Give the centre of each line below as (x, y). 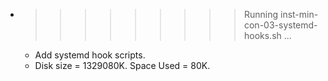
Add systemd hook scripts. (90, 55)
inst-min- (299, 14)
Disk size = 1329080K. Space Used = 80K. (122, 65)
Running (261, 14)
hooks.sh (262, 35)
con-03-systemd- (280, 25)
